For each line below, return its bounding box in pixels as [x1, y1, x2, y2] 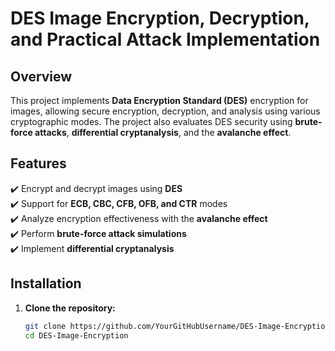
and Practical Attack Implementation [10, 28, 321, 51]
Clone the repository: [24, 302, 116, 314]
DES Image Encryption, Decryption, [10, 7, 310, 30]
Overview [10, 68, 73, 85]
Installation [10, 275, 82, 292]
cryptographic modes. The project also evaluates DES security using [10, 116, 293, 127]
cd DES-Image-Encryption [24, 330, 129, 341]
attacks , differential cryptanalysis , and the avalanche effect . [34, 127, 292, 138]
